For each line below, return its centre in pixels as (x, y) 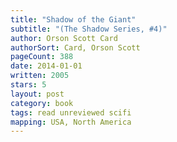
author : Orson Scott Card (64, 38)
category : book (42, 103)
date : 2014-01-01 (46, 66)
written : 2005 (40, 76)
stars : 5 (28, 85)
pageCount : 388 (42, 57)
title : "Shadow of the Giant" (73, 19)
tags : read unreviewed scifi (71, 112)
